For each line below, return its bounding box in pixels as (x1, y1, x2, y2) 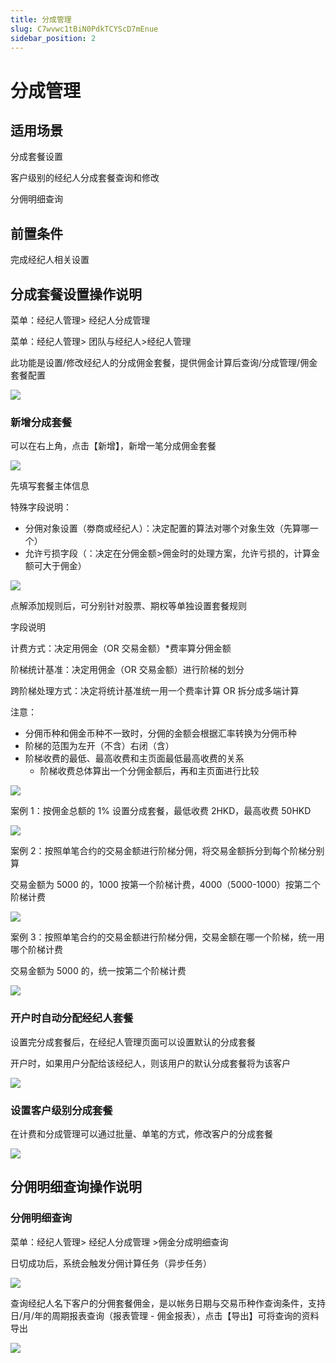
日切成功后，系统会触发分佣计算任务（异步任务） (10, 1257, 212, 1269)
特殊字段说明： (10, 501, 72, 513)
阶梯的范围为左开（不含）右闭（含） (24, 740, 175, 752)
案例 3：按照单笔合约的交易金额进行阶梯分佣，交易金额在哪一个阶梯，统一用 (10, 931, 325, 943)
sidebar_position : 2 (10, 33, 97, 43)
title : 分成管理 (10, 14, 72, 25)
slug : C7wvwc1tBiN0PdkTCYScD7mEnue (10, 24, 159, 34)
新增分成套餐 (10, 415, 73, 429)
